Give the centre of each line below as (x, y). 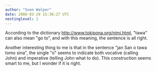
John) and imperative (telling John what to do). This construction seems (78, 58)
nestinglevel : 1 (22, 19)
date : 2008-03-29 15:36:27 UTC (37, 14)
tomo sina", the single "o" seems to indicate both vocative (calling (72, 53)
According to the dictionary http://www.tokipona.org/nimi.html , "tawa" (76, 33)
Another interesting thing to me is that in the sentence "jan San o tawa (76, 48)
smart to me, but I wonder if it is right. (43, 63)
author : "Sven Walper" (28, 10)
